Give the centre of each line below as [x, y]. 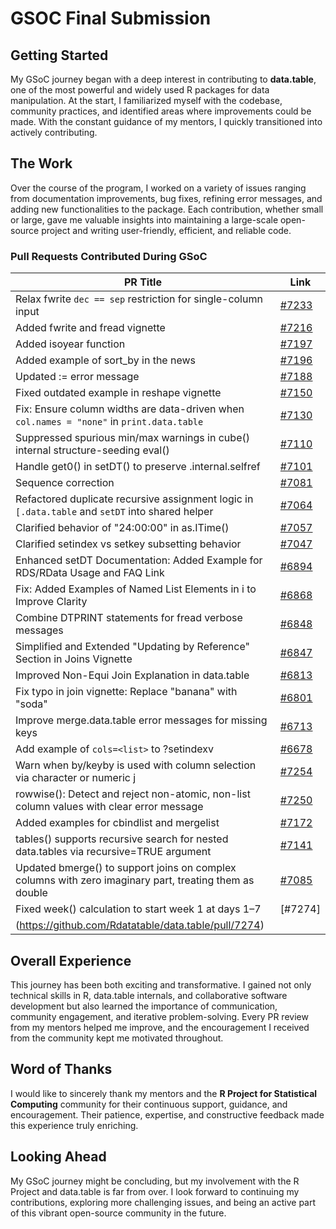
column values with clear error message [109, 807]
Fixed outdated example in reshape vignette [118, 393]
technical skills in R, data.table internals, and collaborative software [149, 995]
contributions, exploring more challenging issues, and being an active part [163, 1202]
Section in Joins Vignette [74, 659]
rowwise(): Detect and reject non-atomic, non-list [133, 794]
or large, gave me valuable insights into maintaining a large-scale [144, 219]
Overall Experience [71, 960]
